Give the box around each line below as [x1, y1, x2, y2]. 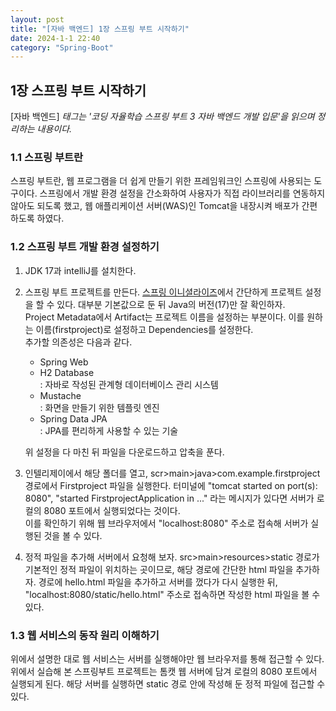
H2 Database [39, 366, 95, 378]
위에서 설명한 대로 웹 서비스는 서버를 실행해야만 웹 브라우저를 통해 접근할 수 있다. [10, 652, 325, 665]
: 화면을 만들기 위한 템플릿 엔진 [39, 401, 160, 413]
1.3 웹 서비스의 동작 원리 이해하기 [10, 628, 160, 642]
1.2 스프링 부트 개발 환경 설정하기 [10, 240, 160, 254]
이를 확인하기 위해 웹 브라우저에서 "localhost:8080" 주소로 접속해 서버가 [24, 517, 309, 529]
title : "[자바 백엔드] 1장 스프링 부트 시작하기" [10, 24, 190, 34]
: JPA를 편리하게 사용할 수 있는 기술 [39, 424, 179, 436]
